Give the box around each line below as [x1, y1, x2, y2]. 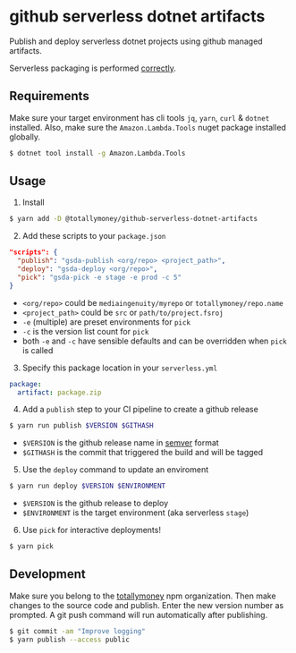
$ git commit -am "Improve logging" [9, 626, 146, 636]
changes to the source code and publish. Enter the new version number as [9, 599, 284, 610]
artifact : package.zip [17, 387, 102, 397]
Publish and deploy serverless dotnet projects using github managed [9, 36, 263, 47]
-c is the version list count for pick [21, 326, 149, 336]
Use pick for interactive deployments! [21, 525, 161, 536]
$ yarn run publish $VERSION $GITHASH [9, 421, 154, 430]
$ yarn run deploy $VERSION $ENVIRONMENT [9, 481, 166, 491]
